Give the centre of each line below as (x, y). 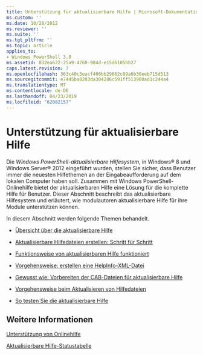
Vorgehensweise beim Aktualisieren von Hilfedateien (80, 289)
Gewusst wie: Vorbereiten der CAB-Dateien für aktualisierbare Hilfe (99, 277)
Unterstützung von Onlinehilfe (43, 334)
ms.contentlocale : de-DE (37, 91)
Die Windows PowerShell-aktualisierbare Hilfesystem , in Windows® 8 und (98, 162)
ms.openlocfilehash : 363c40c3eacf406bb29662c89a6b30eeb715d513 (88, 74)
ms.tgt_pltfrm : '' (29, 40)
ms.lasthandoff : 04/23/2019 (42, 96)
